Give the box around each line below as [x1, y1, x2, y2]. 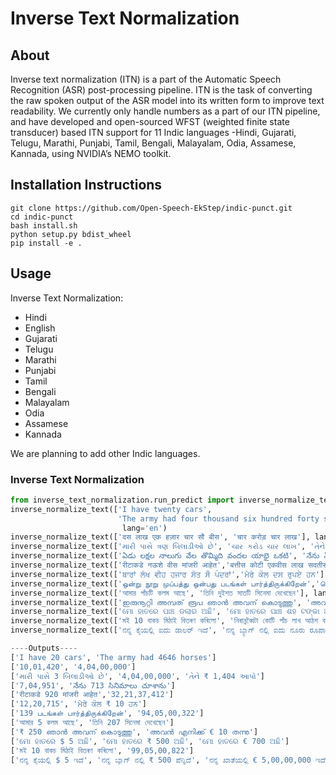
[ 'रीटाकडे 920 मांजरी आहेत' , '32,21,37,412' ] [10, 690, 174, 700]
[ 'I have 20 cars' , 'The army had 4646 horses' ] [10, 652, 217, 662]
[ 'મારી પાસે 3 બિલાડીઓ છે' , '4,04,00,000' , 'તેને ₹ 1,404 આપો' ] [10, 671, 266, 681]
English [24, 322, 56, 334]
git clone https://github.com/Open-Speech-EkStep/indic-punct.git [10, 203, 293, 213]
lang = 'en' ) [121, 523, 168, 533]
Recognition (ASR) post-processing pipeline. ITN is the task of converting [10, 84, 313, 96]
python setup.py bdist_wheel [10, 229, 132, 239]
